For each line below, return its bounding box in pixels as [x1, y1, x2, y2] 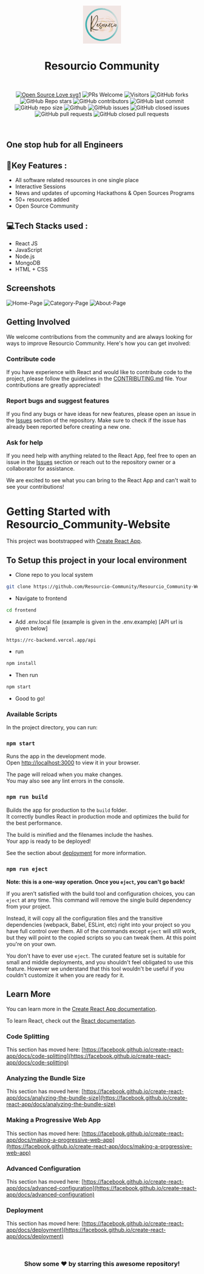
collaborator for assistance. [6, 465, 75, 472]
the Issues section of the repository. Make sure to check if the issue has [6, 417, 186, 424]
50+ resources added [15, 196, 70, 203]
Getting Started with [6, 505, 111, 518]
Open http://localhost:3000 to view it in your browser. [6, 759, 141, 766]
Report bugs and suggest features [6, 397, 109, 405]
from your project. [6, 902, 52, 910]
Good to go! [15, 695, 46, 702]
